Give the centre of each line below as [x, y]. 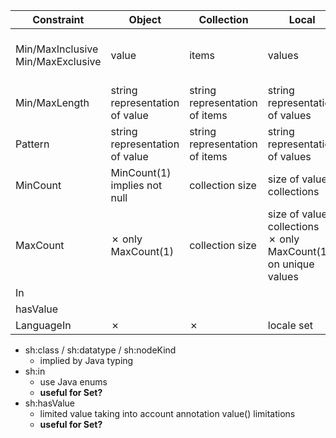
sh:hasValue [50, 403]
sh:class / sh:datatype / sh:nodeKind [100, 350]
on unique [291, 264]
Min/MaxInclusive [57, 49]
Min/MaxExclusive [58, 61]
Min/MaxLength [52, 102]
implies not [136, 185]
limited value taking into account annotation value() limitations [167, 413]
